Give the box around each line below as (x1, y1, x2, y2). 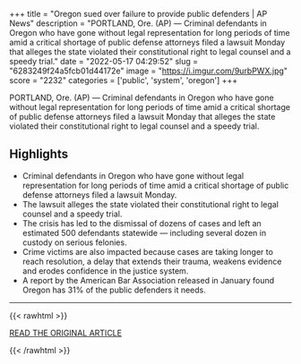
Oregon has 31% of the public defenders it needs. (21, 284, 206, 295)
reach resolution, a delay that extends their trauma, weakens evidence (21, 256, 282, 267)
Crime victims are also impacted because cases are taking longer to (21, 246, 273, 257)
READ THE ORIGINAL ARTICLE (9, 327, 123, 338)
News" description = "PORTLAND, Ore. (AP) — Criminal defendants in (9, 18, 267, 29)
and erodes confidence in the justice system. (21, 265, 189, 276)
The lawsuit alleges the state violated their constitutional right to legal (21, 199, 279, 209)
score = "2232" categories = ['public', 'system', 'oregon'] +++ (9, 75, 238, 85)
